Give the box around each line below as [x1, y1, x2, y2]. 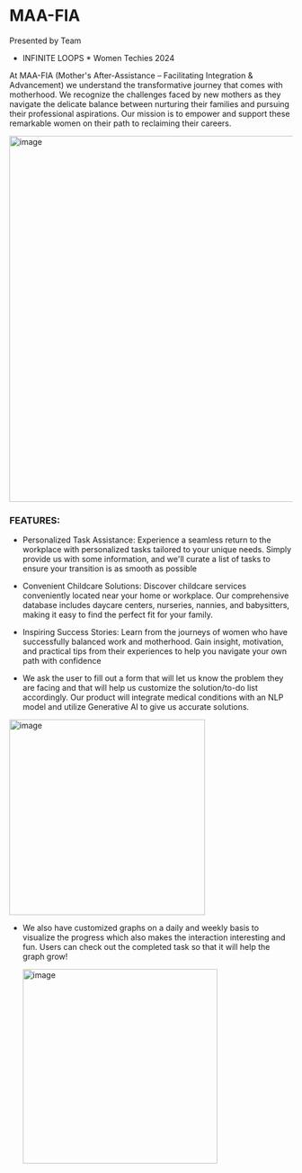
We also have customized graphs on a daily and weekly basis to [22, 923, 259, 934]
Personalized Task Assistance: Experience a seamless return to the [22, 534, 271, 545]
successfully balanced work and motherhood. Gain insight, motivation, [22, 636, 285, 648]
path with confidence [22, 656, 102, 667]
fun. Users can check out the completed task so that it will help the [22, 942, 271, 953]
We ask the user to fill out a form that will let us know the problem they [22, 673, 284, 684]
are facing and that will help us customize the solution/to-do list [22, 683, 259, 694]
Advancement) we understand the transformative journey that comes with [9, 79, 283, 90]
